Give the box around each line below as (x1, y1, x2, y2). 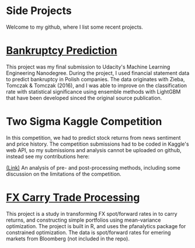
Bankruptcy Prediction (6, 44, 118, 57)
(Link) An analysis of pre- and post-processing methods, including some (6, 164, 181, 171)
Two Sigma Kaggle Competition (6, 115, 162, 128)
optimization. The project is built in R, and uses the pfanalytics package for (6, 222, 186, 229)
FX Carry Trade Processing (6, 191, 140, 204)
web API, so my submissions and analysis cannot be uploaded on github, (6, 146, 182, 153)
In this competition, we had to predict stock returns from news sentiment (6, 134, 181, 141)
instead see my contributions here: (6, 153, 90, 160)
